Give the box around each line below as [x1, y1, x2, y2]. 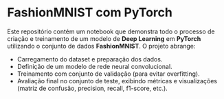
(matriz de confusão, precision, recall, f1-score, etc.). [16, 84, 168, 92]
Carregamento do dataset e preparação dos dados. [16, 55, 163, 63]
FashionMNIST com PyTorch [7, 5, 173, 20]
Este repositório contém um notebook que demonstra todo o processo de [7, 27, 215, 36]
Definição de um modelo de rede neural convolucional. [16, 62, 173, 70]
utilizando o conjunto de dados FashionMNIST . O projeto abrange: [7, 42, 196, 50]
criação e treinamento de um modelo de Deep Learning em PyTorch [7, 34, 201, 42]
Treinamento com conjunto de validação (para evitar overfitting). [16, 70, 201, 78]
